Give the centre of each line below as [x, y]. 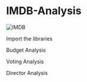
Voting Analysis [25, 61]
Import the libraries [29, 38]
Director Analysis [27, 73]
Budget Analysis [26, 50]
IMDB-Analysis [44, 11]
